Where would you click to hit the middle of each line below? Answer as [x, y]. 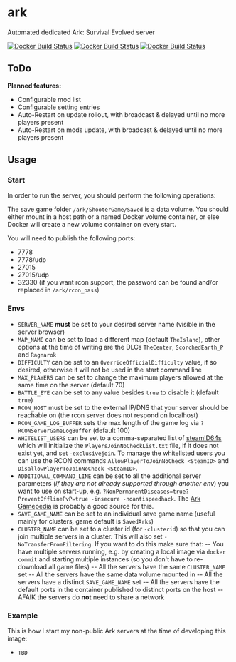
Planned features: [34, 86]
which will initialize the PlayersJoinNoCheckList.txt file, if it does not [118, 445]
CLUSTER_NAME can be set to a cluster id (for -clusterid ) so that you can [121, 529]
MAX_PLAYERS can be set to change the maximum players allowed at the [120, 377]
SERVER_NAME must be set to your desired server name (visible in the [116, 324]
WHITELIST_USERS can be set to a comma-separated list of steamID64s [119, 438]
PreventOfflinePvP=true [53, 499]
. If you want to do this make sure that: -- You [157, 544]
